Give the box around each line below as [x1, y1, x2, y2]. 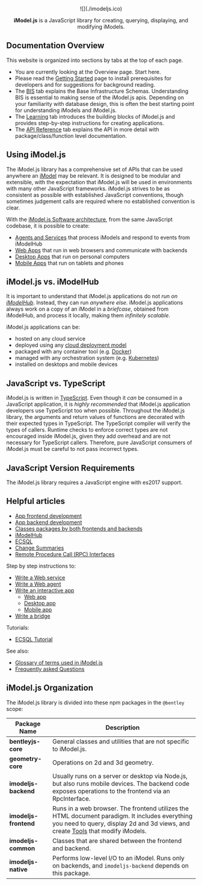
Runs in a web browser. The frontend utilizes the [52, 804, 189, 812]
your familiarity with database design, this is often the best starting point [14, 100, 195, 107]
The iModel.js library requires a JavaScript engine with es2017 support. [6, 479, 183, 486]
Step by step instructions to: [6, 562, 76, 570]
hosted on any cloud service [14, 335, 86, 343]
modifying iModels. [77, 23, 125, 30]
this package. [52, 869, 91, 877]
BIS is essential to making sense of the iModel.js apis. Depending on [14, 93, 185, 101]
